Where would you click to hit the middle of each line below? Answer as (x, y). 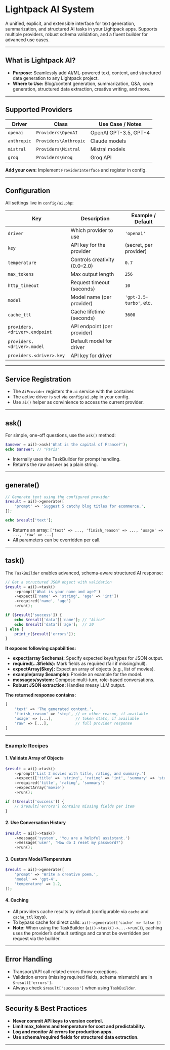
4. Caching (17, 900)
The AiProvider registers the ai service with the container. (74, 391)
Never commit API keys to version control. (58, 1020)
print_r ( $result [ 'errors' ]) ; (45, 634)
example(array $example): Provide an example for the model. (77, 675)
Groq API (101, 157)
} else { (14, 629)
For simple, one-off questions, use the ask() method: (61, 435)
